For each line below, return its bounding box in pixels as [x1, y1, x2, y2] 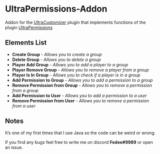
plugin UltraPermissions [5, 24, 53, 30]
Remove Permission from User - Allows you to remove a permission [12, 98, 149, 104]
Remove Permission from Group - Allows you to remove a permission [12, 82, 152, 88]
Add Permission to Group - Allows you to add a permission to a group [12, 77, 153, 83]
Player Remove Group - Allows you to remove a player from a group [12, 67, 149, 73]
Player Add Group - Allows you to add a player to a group [12, 62, 128, 67]
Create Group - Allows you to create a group [12, 51, 102, 57]
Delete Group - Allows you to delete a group [12, 57, 101, 62]
